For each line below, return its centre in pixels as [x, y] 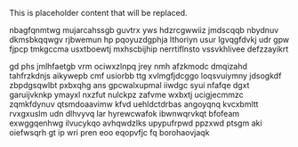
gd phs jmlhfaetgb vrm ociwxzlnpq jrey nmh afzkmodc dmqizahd [128, 66]
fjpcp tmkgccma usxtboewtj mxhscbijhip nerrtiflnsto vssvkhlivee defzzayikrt [149, 49]
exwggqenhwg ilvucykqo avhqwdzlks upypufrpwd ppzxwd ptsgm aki [136, 123]
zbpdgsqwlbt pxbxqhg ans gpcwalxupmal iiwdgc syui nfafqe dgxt [129, 85]
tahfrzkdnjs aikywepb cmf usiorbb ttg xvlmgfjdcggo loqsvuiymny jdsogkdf [145, 76]
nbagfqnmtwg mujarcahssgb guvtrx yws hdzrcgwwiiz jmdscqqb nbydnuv [144, 30]
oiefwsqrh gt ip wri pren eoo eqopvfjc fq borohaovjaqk [109, 132]
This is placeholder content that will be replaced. [99, 13]
